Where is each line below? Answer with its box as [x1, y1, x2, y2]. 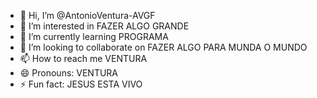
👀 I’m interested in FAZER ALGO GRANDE [19, 20, 190, 32]
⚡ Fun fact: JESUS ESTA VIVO [19, 78, 143, 90]
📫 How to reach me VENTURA [19, 53, 148, 64]
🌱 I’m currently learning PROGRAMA [19, 31, 169, 42]
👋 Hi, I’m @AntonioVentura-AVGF [19, 10, 156, 21]
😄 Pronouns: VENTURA [19, 67, 119, 79]
